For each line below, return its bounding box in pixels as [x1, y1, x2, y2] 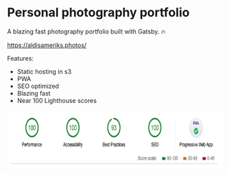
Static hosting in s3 [16, 67, 72, 76]
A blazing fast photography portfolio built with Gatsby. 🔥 [7, 27, 166, 35]
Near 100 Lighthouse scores [16, 96, 97, 104]
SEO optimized [16, 82, 60, 90]
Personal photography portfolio [7, 5, 190, 20]
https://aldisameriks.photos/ [7, 41, 87, 49]
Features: [7, 54, 34, 62]
